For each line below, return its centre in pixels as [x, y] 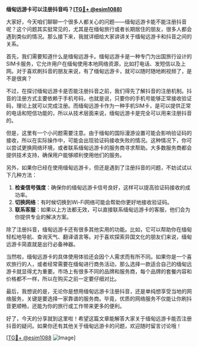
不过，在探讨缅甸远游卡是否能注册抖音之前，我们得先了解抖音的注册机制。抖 [99, 91]
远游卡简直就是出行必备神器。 [42, 244]
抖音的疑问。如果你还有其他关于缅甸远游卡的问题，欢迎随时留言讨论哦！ [94, 326]
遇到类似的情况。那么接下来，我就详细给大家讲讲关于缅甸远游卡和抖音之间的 [99, 37]
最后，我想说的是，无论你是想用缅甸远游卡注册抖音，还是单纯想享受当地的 [96, 291]
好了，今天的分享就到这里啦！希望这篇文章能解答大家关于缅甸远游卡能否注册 [99, 318]
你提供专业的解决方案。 [43, 217]
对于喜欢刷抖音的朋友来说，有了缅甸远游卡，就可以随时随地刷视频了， [101, 71]
